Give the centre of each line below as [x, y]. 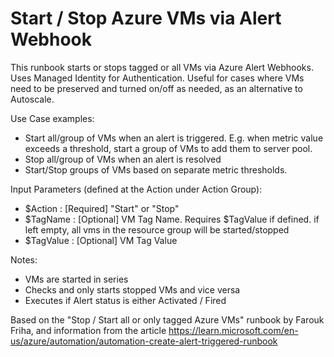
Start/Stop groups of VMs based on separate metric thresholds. [156, 169]
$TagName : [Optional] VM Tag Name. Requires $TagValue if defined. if [172, 219]
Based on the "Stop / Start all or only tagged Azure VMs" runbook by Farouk [167, 319]
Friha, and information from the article [88, 330]
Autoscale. [32, 99]
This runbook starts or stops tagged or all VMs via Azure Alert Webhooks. [162, 67]
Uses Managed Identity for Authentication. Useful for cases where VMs [157, 78]
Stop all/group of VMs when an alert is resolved [123, 159]
